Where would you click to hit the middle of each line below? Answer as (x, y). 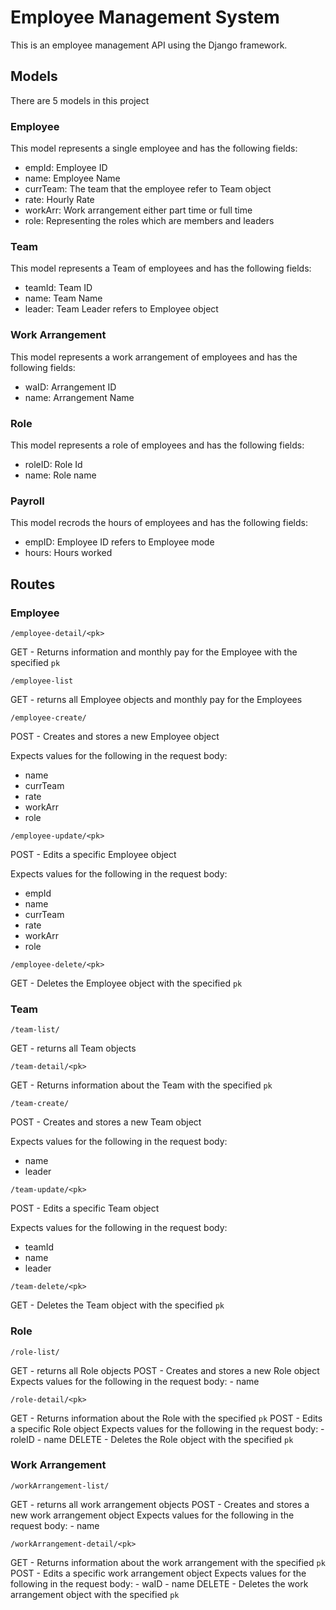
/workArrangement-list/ (60, 1486)
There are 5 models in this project (80, 100)
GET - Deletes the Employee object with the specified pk (126, 983)
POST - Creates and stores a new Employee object (115, 736)
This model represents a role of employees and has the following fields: (157, 445)
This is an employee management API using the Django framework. (149, 45)
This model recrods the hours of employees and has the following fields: (159, 523)
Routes (33, 584)
